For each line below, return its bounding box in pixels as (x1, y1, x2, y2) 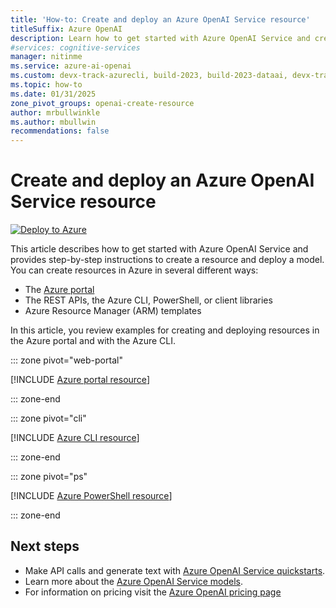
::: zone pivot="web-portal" (10, 354, 123, 366)
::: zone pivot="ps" (10, 471, 88, 483)
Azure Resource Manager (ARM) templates (24, 305, 202, 317)
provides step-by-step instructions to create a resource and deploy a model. (10, 254, 325, 266)
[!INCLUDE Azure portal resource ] (10, 374, 150, 386)
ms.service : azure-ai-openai (10, 61, 132, 71)
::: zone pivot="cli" (10, 412, 87, 425)
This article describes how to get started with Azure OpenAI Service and (10, 243, 309, 255)
